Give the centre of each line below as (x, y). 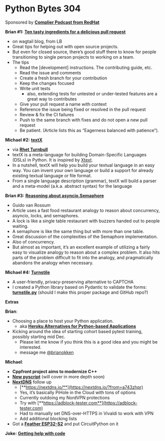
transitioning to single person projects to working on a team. (73, 57)
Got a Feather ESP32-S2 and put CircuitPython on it (65, 424)
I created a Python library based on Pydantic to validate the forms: (79, 287)
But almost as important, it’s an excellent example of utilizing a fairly (81, 247)
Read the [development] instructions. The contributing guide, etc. (86, 68)
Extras (12, 302)
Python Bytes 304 (43, 9)
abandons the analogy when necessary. (53, 263)
